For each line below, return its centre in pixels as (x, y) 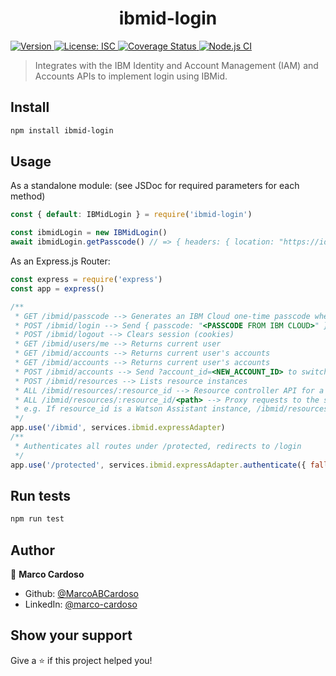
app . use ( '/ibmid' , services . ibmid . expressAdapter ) (118, 428)
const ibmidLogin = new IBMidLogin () (89, 233)
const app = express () (57, 288)
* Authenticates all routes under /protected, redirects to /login (158, 446)
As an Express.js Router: (60, 261)
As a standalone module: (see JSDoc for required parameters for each (155, 186)
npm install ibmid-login (62, 130)
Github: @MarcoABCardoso (81, 594)
